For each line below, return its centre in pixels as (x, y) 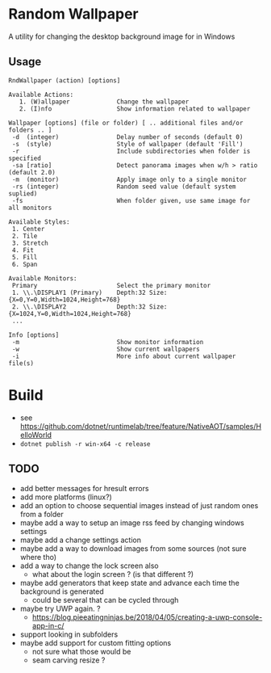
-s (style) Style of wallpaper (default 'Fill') (127, 144)
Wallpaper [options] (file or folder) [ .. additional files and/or (126, 123)
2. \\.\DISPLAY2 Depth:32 (79, 307)
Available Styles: (39, 222)
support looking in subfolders (69, 634)
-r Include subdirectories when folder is (131, 151)
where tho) (38, 557)
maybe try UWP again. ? (60, 608)
